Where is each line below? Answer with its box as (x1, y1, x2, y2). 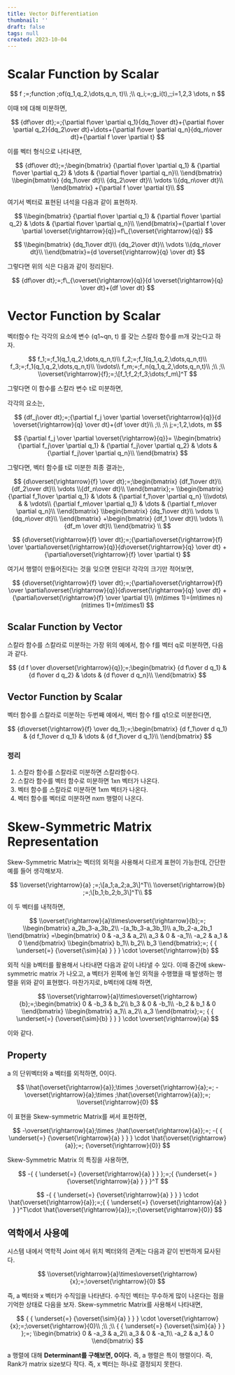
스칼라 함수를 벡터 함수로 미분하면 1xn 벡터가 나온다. (17, 776, 159, 785)
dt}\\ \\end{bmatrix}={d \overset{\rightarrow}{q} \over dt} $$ (30, 248, 205, 256)
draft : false (7, 23, 45, 30)
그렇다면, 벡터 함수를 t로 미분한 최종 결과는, (7, 463, 125, 471)
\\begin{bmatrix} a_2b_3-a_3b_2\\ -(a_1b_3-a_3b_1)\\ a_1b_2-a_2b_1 (22, 924, 213, 932)
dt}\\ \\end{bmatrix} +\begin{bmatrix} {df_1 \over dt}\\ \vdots (44, 515, 218, 522)
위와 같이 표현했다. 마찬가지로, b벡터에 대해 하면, (20, 978, 152, 986)
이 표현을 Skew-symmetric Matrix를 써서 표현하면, (7, 1112, 147, 1120)
